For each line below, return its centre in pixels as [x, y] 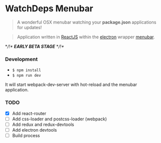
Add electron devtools [34, 130]
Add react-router [29, 113]
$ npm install [26, 70]
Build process [26, 135]
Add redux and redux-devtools [43, 124]
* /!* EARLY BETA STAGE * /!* [35, 46]
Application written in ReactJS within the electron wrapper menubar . [86, 37]
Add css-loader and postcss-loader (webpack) [59, 119]
